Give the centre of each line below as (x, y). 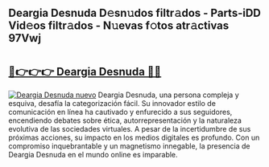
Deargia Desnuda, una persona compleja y (168, 95)
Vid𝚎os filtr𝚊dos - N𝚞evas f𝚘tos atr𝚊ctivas (119, 26)
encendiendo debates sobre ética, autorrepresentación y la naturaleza (125, 120)
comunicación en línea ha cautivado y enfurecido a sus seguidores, (120, 112)
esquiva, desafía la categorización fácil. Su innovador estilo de (112, 103)
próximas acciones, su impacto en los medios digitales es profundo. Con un (134, 137)
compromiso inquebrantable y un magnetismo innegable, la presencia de (129, 146)
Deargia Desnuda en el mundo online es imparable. (93, 155)
